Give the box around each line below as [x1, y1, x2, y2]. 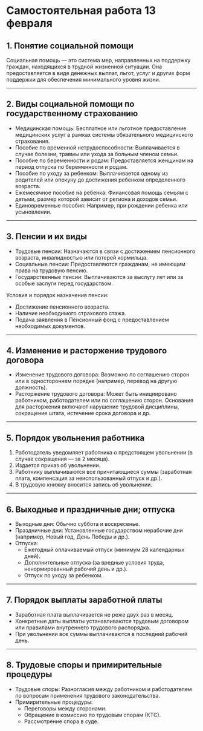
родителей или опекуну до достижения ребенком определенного [14, 176, 186, 183]
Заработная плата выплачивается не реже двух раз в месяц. [14, 611, 173, 618]
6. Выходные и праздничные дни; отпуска [6, 504, 175, 514]
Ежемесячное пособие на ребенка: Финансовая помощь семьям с [14, 189, 189, 196]
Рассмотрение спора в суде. [24, 718, 99, 725]
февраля [6, 16, 53, 30]
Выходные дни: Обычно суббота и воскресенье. [14, 520, 140, 528]
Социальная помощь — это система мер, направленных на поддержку [6, 57, 191, 64]
